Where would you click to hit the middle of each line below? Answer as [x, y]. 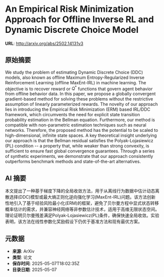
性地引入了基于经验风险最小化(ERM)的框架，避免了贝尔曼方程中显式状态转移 [82, 203]
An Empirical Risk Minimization [70, 9]
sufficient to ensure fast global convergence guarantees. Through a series [80, 151]
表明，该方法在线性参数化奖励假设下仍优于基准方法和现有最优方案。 [74, 222]
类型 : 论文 [22, 257]
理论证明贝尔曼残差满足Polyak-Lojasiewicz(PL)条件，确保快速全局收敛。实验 [82, 215]
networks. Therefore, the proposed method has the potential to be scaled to [82, 130]
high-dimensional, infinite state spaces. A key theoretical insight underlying [81, 135]
